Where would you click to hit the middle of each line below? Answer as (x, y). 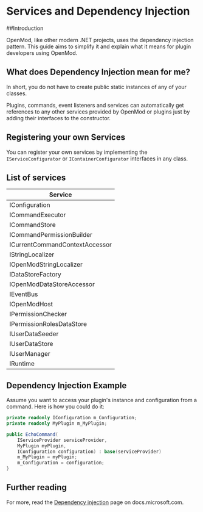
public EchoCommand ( (33, 434)
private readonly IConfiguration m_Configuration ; (72, 418)
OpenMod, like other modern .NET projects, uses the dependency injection (100, 40)
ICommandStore (33, 225)
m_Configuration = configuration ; (61, 463)
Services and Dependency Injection (98, 11)
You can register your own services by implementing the (77, 152)
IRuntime (22, 364)
